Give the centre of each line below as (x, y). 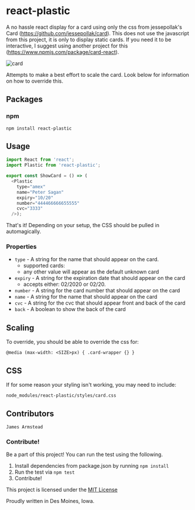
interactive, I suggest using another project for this (67, 46)
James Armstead (25, 427)
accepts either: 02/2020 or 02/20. (64, 284)
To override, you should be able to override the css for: (72, 342)
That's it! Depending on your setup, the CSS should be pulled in (83, 225)
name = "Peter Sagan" (40, 192)
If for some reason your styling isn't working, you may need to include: (91, 385)
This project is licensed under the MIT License (62, 490)
